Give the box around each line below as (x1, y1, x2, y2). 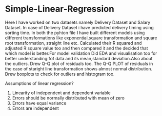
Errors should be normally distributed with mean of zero (12, 95, 125, 100)
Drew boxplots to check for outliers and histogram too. (5, 71, 115, 77)
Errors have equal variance (12, 100, 67, 106)
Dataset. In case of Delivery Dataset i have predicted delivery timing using (5, 24, 154, 30)
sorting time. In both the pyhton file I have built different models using (5, 30, 145, 35)
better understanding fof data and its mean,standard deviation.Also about (5, 55, 153, 61)
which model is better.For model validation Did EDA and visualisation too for (5, 50, 157, 56)
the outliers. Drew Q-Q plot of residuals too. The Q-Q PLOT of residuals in (5, 61, 153, 66)
